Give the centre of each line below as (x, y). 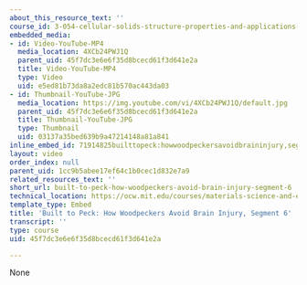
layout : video (37, 153)
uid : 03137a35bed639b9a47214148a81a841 (94, 137)
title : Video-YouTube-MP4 (67, 69)
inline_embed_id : (42, 145)
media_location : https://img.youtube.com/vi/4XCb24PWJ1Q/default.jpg (153, 103)
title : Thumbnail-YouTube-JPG (75, 120)
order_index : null (44, 162)
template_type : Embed (51, 205)
